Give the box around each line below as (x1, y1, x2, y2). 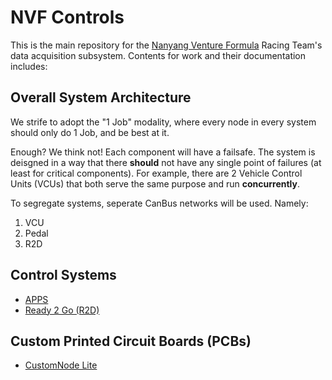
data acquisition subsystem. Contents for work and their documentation (10, 49, 307, 61)
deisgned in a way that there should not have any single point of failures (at (10, 156, 322, 168)
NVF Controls (10, 6, 125, 29)
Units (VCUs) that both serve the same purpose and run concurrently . (10, 177, 301, 190)
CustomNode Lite (24, 359, 98, 371)
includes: (10, 60, 48, 72)
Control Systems (10, 267, 117, 284)
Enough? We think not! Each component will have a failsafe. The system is (10, 146, 316, 158)
